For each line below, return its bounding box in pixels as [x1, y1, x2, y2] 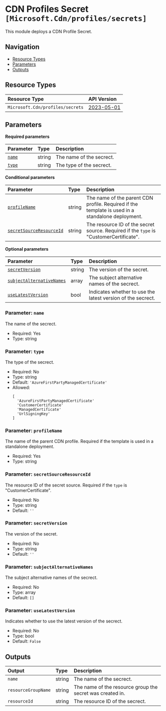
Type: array [12, 589, 36, 595]
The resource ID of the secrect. [74, 698, 146, 705]
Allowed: [12, 384, 31, 390]
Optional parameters [5, 246, 48, 252]
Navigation [5, 43, 40, 51]
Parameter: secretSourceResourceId [5, 471, 91, 478]
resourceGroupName [7, 687, 51, 693]
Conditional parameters [5, 175, 55, 180]
